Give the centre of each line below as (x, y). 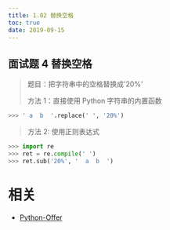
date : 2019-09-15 (36, 30)
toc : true (24, 23)
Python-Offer (41, 217)
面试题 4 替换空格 (50, 64)
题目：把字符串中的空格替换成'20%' (85, 84)
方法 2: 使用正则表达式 (63, 132)
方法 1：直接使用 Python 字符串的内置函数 (94, 101)
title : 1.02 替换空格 (41, 15)
